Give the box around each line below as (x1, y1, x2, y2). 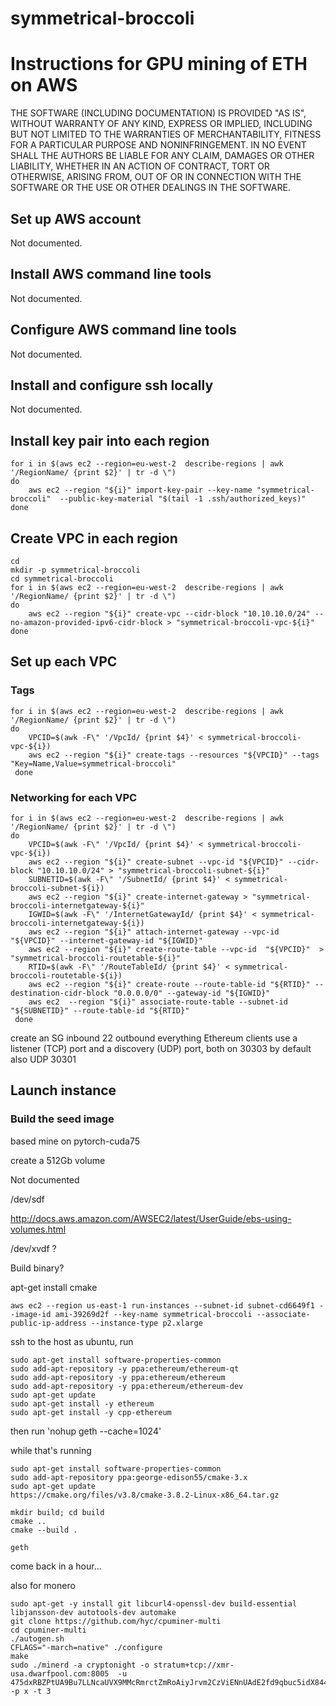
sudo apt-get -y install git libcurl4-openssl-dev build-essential (10, 1598, 298, 1609)
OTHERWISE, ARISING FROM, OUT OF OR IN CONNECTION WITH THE (10, 171, 302, 183)
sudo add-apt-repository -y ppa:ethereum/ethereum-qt (10, 1363, 240, 1374)
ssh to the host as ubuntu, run (10, 1335, 134, 1347)
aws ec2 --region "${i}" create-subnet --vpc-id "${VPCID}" (28, 857, 284, 867)
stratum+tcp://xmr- (153, 1660, 235, 1670)
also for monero (10, 1579, 76, 1591)
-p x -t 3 (10, 1686, 52, 1696)
